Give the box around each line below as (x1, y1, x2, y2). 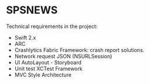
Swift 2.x (14, 34, 36, 41)
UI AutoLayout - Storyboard (14, 59, 82, 66)
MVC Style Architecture (14, 71, 72, 78)
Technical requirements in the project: (6, 23, 98, 30)
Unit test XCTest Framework (14, 65, 83, 72)
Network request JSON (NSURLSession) (14, 52, 112, 60)
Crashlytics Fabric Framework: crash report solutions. (14, 46, 145, 53)
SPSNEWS (6, 3, 58, 17)
